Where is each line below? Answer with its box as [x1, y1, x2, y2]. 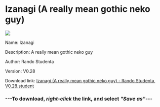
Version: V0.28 [5, 68, 36, 74]
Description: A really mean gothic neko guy [5, 49, 93, 55]
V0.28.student [5, 83, 34, 89]
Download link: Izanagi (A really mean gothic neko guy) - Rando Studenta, [5, 77, 156, 83]
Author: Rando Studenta [5, 58, 54, 65]
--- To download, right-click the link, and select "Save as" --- [5, 95, 153, 102]
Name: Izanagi [5, 39, 35, 45]
